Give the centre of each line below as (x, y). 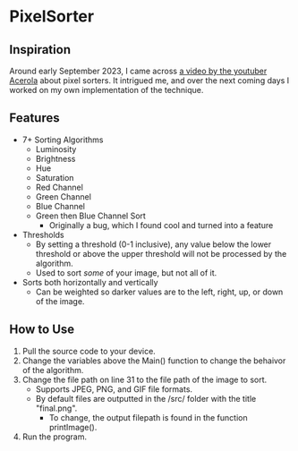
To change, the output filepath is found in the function (148, 417)
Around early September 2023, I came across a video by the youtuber (138, 71)
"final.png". (56, 408)
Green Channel (64, 196)
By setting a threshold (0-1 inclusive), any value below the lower (153, 244)
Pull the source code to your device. (89, 351)
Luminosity (56, 149)
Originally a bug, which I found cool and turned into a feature (161, 225)
